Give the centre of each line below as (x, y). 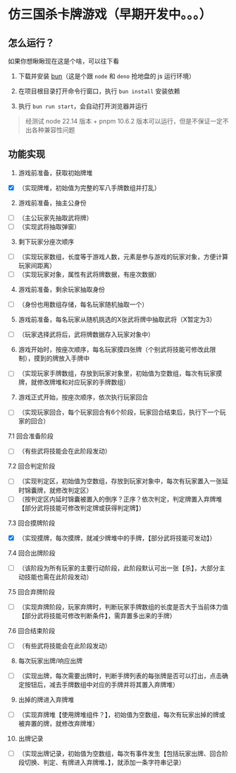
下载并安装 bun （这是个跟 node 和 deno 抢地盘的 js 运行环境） (107, 76)
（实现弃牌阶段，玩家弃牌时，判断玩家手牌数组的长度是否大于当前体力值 (123, 607)
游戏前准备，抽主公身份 (52, 203)
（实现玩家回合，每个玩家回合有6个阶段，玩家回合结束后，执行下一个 (119, 412)
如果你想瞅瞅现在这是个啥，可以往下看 (63, 61)
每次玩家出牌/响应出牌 (50, 661)
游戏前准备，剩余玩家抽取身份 (61, 290)
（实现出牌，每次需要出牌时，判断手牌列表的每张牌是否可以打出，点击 (120, 675)
